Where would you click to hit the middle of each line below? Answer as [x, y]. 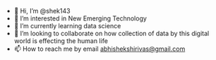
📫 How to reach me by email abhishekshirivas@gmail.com [100, 49]
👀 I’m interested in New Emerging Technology [80, 18]
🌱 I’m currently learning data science [67, 26]
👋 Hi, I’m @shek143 [42, 11]
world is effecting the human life [61, 41]
